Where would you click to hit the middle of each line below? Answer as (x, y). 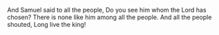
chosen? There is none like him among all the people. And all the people (109, 17)
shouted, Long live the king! (47, 24)
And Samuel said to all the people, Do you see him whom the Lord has (107, 10)
